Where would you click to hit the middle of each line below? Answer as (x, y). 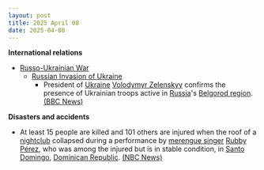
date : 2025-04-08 (37, 30)
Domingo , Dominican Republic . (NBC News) (91, 157)
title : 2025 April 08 (44, 23)
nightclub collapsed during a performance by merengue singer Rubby (133, 141)
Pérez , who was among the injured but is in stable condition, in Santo (132, 149)
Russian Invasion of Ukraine (77, 77)
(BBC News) (63, 102)
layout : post (30, 15)
